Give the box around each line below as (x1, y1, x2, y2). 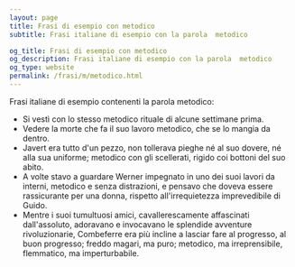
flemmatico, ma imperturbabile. (22, 247, 140, 258)
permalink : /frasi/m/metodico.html (9, 71, 143, 81)
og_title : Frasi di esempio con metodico (9, 46, 168, 55)
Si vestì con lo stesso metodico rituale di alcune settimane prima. (22, 114, 264, 124)
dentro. (22, 133, 50, 143)
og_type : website (9, 63, 75, 72)
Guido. (22, 199, 48, 210)
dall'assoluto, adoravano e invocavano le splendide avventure (22, 218, 253, 230)
